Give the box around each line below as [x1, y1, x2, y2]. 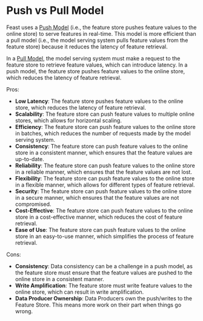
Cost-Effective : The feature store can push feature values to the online [15, 207, 193, 214]
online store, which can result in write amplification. [15, 288, 144, 296]
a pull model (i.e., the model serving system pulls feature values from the [6, 36, 188, 44]
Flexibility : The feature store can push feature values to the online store [15, 174, 195, 182]
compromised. [15, 200, 52, 208]
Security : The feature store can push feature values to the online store [15, 187, 192, 194]
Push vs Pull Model [6, 4, 104, 18]
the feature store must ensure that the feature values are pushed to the [15, 269, 193, 276]
